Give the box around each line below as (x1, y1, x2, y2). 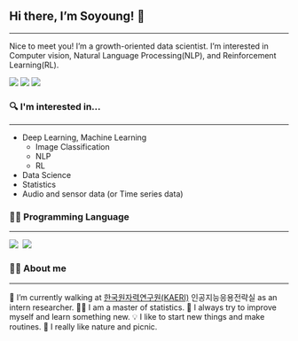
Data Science (21, 170, 72, 181)
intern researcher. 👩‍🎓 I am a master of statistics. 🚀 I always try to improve (9, 302, 278, 313)
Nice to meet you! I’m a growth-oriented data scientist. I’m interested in (9, 41, 269, 51)
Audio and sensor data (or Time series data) (21, 189, 184, 199)
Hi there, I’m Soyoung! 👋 (9, 9, 145, 24)
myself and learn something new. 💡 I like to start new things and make (9, 311, 265, 322)
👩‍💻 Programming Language (9, 211, 130, 223)
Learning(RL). (9, 59, 59, 70)
